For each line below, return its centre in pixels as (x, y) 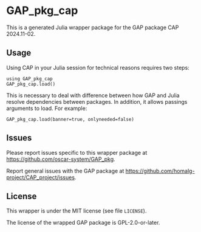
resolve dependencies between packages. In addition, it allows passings (97, 101)
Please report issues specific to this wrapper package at (77, 152)
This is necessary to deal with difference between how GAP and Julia (93, 95)
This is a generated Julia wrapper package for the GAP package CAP (93, 27)
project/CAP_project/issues (40, 177)
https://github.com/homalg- (160, 171)
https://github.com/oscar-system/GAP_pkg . (61, 159)
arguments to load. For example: (47, 108)
